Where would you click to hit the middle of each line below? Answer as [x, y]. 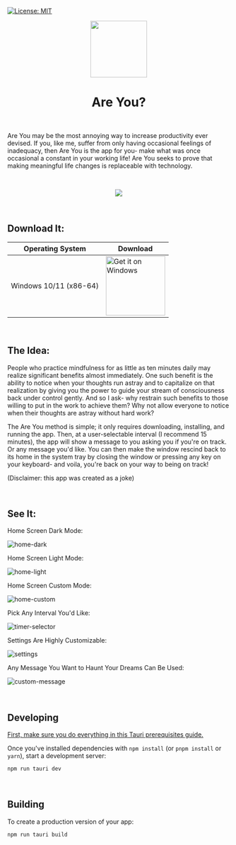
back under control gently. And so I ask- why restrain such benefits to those [118, 398]
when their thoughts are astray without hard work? [81, 413]
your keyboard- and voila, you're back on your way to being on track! [108, 464]
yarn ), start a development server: [57, 756]
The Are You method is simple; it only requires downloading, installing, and [116, 426]
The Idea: [29, 351]
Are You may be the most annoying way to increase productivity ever [108, 135]
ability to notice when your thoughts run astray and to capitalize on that [111, 383]
